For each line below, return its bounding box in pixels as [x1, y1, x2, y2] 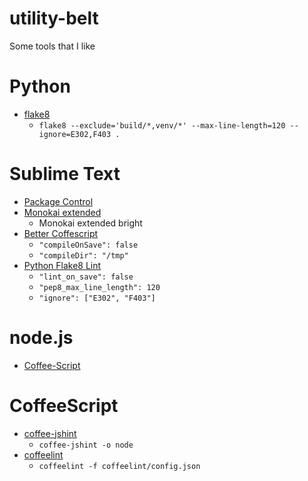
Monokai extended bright [38, 217, 143, 229]
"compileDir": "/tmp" [38, 250, 129, 261]
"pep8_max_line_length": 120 [38, 282, 161, 292]
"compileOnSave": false [38, 240, 139, 250]
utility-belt [9, 7, 99, 30]
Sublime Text [9, 163, 121, 186]
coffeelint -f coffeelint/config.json [38, 461, 201, 471]
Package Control [23, 195, 94, 207]
